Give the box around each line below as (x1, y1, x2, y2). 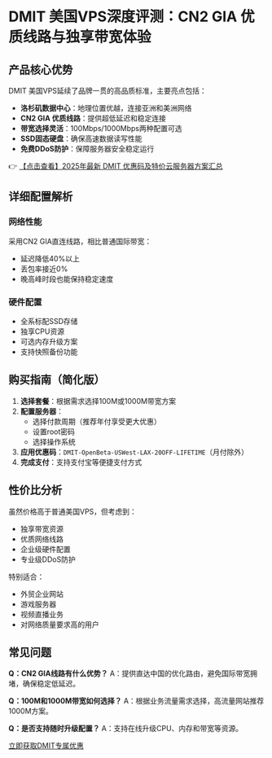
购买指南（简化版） (8, 373, 105, 387)
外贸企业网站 (20, 589, 64, 598)
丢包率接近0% (20, 264, 68, 274)
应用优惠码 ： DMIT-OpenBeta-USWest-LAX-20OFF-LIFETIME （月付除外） (20, 447, 248, 457)
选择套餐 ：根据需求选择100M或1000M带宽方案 (20, 396, 177, 405)
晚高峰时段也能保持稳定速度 (20, 274, 114, 283)
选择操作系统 (32, 436, 76, 446)
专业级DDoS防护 (20, 554, 76, 564)
